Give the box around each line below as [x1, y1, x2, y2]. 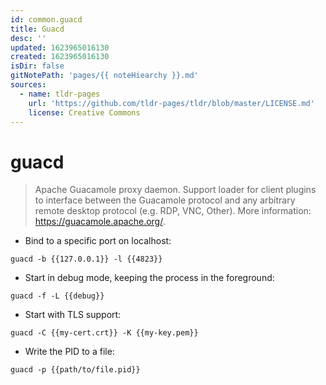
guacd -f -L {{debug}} [10, 291, 105, 301]
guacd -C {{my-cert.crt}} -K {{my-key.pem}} [10, 328, 199, 338]
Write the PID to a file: [24, 346, 115, 358]
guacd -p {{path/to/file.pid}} [10, 365, 141, 375]
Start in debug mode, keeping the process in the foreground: [24, 272, 275, 284]
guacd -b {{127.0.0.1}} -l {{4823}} [10, 254, 163, 265]
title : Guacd [10, 24, 65, 34]
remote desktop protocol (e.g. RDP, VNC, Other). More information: [34, 205, 312, 217]
